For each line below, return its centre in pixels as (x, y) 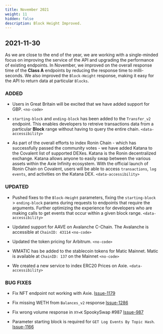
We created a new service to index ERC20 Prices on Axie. (70, 266)
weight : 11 (16, 14)
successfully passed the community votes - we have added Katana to (82, 148)
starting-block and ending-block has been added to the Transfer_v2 (81, 119)
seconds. (14, 76)
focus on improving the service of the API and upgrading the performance (80, 60)
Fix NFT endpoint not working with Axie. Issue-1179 (64, 293)
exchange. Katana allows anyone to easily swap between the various (81, 158)
